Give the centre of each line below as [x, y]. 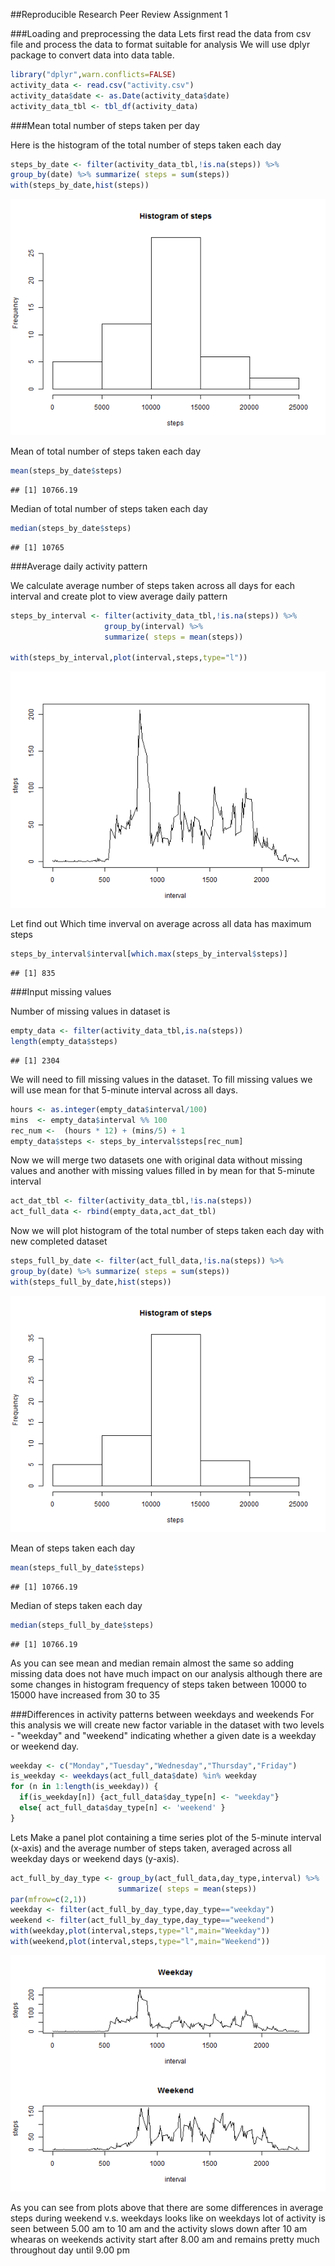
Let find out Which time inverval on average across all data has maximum [161, 924]
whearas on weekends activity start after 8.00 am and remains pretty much [165, 2239]
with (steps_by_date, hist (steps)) [80, 185]
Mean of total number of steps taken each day [106, 451]
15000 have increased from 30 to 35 [85, 1695]
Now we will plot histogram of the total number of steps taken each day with [167, 1231]
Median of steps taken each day [76, 1605]
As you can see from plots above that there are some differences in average [167, 2207]
